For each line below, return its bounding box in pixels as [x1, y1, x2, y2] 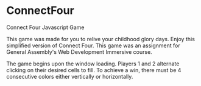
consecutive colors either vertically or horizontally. [6, 73, 133, 80]
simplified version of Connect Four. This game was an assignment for [6, 42, 181, 49]
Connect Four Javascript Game [6, 24, 85, 31]
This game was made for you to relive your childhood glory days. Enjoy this [6, 35, 195, 42]
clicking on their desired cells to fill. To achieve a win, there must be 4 [6, 66, 182, 73]
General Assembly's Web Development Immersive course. [6, 48, 152, 55]
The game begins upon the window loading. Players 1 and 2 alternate [6, 60, 180, 67]
